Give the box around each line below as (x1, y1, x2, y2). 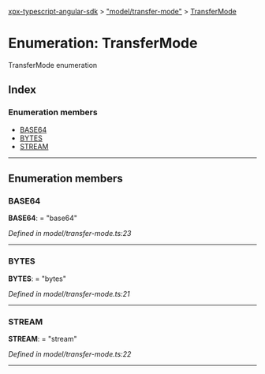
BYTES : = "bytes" (8, 274, 67, 283)
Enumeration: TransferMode (8, 35, 198, 52)
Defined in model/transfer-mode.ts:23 (8, 229, 132, 238)
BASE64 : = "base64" (8, 213, 77, 223)
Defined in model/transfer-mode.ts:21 (8, 289, 130, 298)
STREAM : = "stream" (8, 334, 77, 343)
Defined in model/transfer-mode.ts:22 (8, 349, 132, 358)
